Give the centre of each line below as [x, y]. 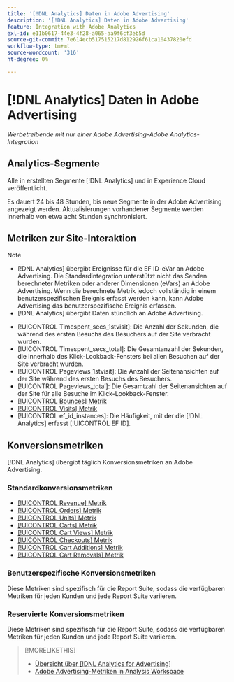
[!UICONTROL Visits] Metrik [57, 409]
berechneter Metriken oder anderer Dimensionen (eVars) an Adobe [114, 283]
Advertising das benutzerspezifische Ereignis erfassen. [97, 306]
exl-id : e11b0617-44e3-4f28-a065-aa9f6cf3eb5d [76, 33]
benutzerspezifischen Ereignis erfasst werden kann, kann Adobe [110, 299]
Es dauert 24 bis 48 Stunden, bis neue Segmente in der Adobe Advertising [115, 201]
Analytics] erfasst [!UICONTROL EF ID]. [74, 423]
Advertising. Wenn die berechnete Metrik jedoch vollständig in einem [117, 291]
